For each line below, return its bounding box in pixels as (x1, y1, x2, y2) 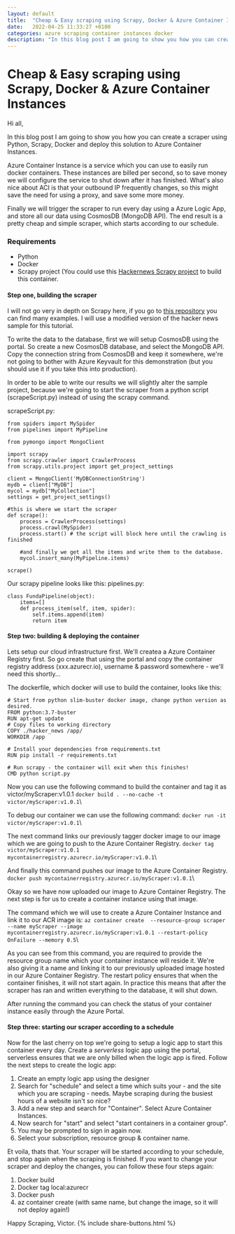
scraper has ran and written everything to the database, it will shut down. (7, 986, 218, 994)
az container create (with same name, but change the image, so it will (17, 1198, 218, 1206)
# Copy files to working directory (7, 721, 111, 728)
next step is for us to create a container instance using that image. (7, 894, 198, 903)
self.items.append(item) (32, 611, 105, 618)
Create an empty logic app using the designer (17, 1074, 150, 1082)
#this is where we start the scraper (7, 505, 117, 512)
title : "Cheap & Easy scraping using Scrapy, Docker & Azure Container (7, 17, 224, 24)
